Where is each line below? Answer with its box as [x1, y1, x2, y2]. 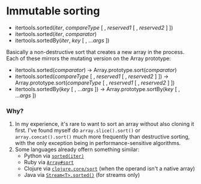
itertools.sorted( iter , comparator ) [14, 30, 97, 37]
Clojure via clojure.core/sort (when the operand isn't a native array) [23, 165, 195, 172]
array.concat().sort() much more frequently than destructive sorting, [14, 133, 190, 140]
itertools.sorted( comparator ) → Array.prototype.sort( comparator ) [14, 66, 177, 73]
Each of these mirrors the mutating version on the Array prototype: [6, 55, 171, 62]
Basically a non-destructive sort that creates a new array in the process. [6, 48, 185, 55]
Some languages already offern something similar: [14, 146, 140, 153]
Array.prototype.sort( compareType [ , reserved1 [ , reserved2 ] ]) [14, 79, 175, 86]
